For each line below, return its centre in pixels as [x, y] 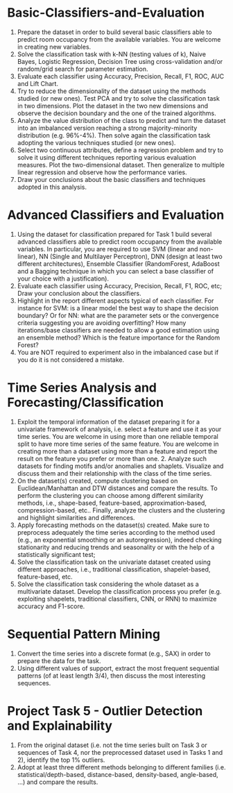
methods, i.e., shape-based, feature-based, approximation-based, [112, 503]
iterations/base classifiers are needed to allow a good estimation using [118, 330]
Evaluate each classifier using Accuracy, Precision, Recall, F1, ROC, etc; [119, 285]
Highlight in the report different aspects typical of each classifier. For [115, 301]
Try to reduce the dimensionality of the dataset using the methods [112, 91]
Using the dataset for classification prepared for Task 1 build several [114, 234]
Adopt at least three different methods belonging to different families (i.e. [121, 767]
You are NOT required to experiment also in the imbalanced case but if [118, 352]
